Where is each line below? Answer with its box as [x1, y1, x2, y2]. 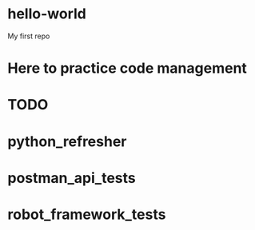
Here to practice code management [7, 59, 247, 77]
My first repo [7, 31, 50, 41]
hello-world [7, 5, 87, 23]
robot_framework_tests [7, 205, 166, 224]
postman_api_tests [7, 169, 137, 187]
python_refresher [7, 133, 127, 150]
